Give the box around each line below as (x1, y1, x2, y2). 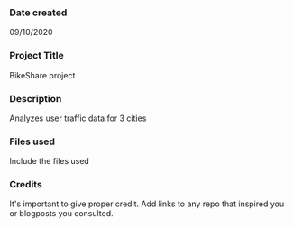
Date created (9, 6, 68, 19)
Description (9, 92, 62, 105)
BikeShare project (9, 69, 76, 80)
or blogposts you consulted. (9, 208, 114, 219)
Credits (9, 178, 42, 191)
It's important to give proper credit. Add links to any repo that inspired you (9, 198, 285, 209)
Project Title (9, 50, 65, 62)
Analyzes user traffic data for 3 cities (9, 113, 147, 123)
